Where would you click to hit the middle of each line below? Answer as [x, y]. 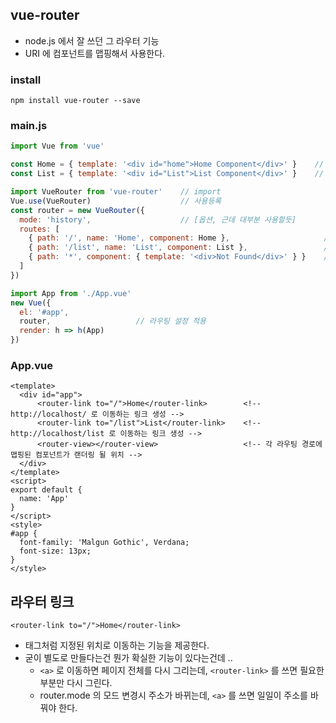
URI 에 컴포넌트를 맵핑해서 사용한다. [95, 53]
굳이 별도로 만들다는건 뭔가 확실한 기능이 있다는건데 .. [128, 658]
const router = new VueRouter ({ [77, 210]
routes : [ [39, 229]
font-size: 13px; [55, 551]
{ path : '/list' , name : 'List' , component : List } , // [180, 248]
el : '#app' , [44, 312]
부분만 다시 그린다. [76, 683]
